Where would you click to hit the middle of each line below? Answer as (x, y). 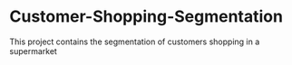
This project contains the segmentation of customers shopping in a (135, 42)
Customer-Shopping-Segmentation (146, 17)
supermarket (33, 51)
